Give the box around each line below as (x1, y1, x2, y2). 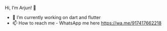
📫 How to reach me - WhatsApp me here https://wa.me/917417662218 (12, 20, 162, 26)
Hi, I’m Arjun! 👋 (5, 5, 36, 10)
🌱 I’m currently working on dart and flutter (12, 14, 101, 20)
